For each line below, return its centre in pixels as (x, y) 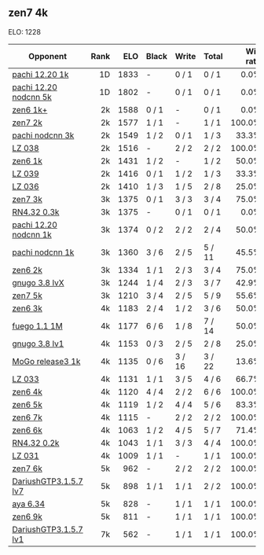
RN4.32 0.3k (36, 211)
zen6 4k (27, 391)
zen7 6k (27, 469)
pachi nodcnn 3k (43, 135)
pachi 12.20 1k (40, 74)
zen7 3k (27, 199)
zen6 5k (27, 404)
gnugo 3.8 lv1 (38, 344)
